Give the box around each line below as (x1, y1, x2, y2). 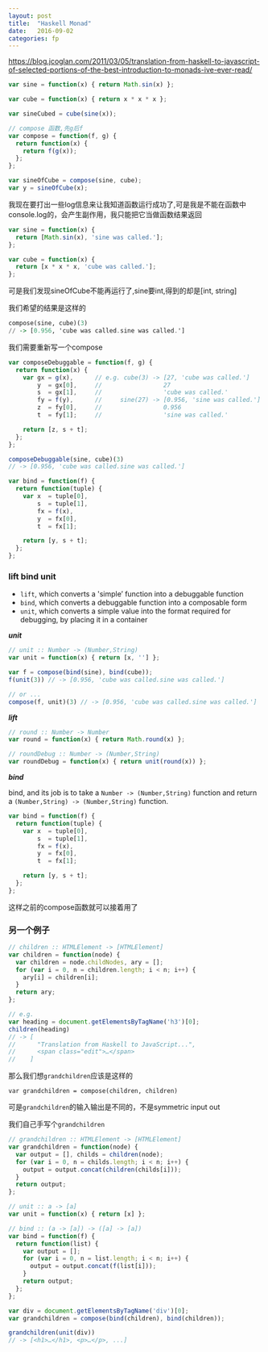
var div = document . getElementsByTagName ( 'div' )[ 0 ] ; (8, 1307, 189, 1315)
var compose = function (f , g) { (8, 132, 117, 140)
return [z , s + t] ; (23, 425, 89, 433)
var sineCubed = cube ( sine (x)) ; (8, 110, 117, 118)
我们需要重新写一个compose (8, 342, 103, 352)
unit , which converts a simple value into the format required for (19, 606, 231, 616)
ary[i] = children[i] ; (23, 973, 99, 982)
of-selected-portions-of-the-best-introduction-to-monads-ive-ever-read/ (8, 65, 253, 75)
